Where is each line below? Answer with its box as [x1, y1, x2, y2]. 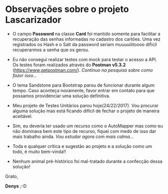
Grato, [5, 173, 19, 179]
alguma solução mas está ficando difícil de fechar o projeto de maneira [12, 108, 159, 114]
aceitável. [12, 113, 33, 119]
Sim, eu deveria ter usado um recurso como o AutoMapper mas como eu [12, 123, 163, 129]
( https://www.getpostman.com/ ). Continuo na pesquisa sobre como [12, 67, 153, 73]
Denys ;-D [5, 183, 27, 189]
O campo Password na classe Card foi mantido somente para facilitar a [12, 31, 160, 37]
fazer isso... [12, 72, 37, 78]
